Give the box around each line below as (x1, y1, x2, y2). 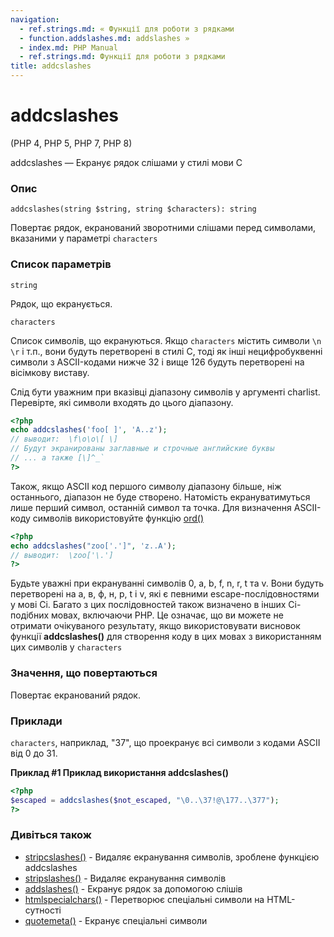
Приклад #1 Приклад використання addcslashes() (10, 766, 230, 778)
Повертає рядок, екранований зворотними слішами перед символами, (10, 222, 317, 234)
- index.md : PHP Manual (19, 42, 118, 53)
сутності (24, 904, 62, 916)
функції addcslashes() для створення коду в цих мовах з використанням (10, 631, 322, 643)
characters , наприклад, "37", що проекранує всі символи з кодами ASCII (10, 736, 321, 748)
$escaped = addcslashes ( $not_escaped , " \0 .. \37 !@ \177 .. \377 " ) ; (10, 795, 280, 805)
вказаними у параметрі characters (10, 232, 158, 245)
